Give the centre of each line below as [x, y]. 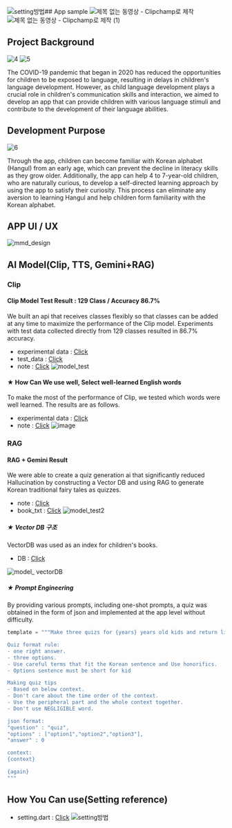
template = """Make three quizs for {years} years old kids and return [112, 633]
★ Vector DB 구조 [32, 527]
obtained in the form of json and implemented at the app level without [106, 613]
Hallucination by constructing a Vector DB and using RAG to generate [106, 483]
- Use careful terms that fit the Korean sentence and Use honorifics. [112, 664]
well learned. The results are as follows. [64, 405]
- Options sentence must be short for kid [69, 671]
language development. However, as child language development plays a [111, 87]
